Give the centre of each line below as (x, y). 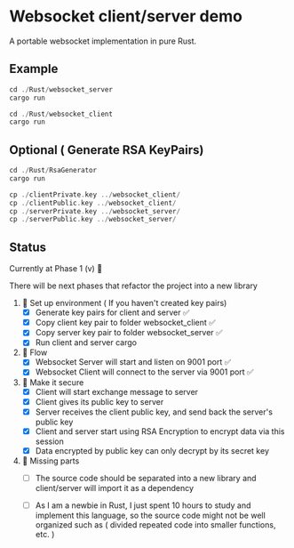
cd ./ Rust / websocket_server (61, 89)
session (49, 441)
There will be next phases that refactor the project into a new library (133, 286)
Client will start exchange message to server (116, 391)
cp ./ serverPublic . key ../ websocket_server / (93, 220)
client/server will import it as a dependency (114, 488)
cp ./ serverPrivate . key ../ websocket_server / (95, 211)
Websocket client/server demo (126, 16)
